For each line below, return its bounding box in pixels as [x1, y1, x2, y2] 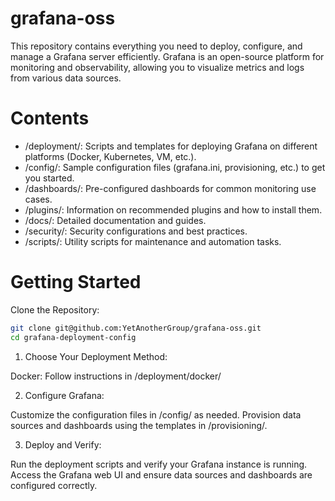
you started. [24, 172, 75, 184]
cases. [24, 193, 53, 205]
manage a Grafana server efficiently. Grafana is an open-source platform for [10, 50, 325, 62]
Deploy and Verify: [24, 438, 102, 451]
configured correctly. [10, 479, 98, 491]
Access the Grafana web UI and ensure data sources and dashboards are [10, 468, 313, 481]
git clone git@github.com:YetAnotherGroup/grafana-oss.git [10, 323, 262, 333]
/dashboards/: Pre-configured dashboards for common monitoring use [24, 182, 317, 194]
